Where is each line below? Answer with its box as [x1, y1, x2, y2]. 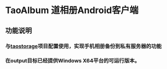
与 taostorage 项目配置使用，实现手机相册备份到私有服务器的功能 [5, 42, 162, 49]
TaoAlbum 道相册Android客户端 [5, 5, 139, 16]
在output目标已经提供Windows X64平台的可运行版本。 [5, 57, 140, 64]
